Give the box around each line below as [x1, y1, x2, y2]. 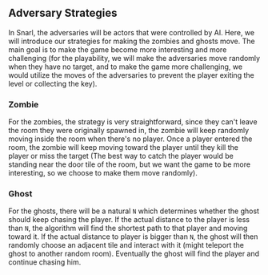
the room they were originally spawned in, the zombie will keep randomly [8, 126, 250, 135]
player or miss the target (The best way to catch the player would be [8, 152, 234, 161]
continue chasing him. [8, 257, 82, 267]
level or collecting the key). [8, 79, 98, 88]
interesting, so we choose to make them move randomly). [8, 168, 198, 178]
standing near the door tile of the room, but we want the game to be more [8, 160, 250, 169]
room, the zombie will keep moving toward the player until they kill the [8, 143, 238, 152]
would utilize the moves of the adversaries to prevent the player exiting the [8, 70, 254, 79]
